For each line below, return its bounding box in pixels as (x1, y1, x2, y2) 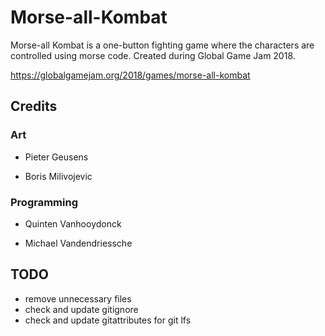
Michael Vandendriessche (24, 237, 133, 249)
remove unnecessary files (24, 292, 132, 305)
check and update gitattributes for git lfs (24, 314, 192, 326)
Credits (10, 98, 58, 115)
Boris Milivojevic (24, 170, 93, 182)
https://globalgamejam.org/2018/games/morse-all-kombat (10, 69, 251, 81)
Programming (10, 195, 78, 209)
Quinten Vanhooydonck (24, 217, 122, 230)
